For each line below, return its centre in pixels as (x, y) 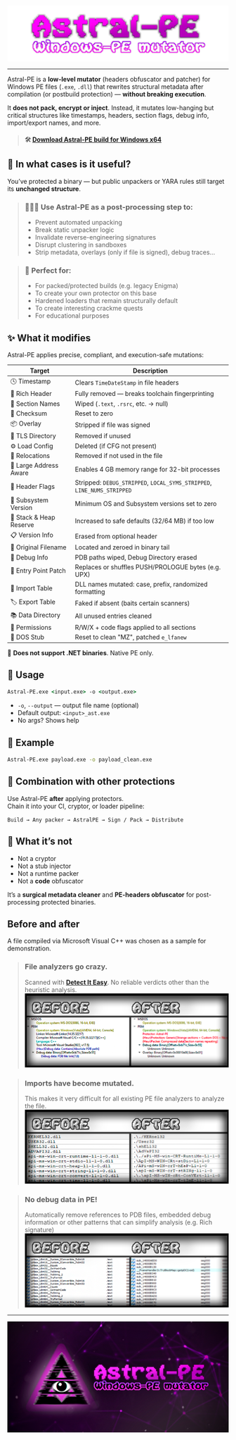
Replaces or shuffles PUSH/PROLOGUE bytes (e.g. (148, 567)
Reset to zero (94, 413)
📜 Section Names (35, 404)
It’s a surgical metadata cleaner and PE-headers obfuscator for (101, 894)
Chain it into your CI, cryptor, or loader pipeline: (76, 806)
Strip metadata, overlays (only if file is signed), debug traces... (125, 252)
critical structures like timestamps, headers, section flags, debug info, (108, 116)
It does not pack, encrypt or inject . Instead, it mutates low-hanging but (111, 108)
